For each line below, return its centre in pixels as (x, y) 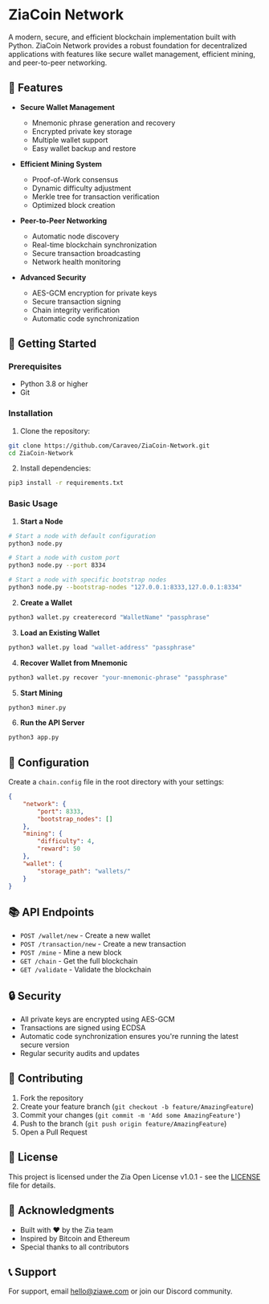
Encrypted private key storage (82, 131)
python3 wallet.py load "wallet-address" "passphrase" (102, 647)
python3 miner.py (37, 707)
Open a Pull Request (54, 1132)
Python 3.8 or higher (54, 384)
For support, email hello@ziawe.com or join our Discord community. (120, 1291)
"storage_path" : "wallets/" (84, 871)
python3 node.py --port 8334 (57, 565)
